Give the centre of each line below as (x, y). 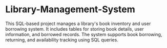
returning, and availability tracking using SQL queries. (62, 40)
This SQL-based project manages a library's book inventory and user (78, 23)
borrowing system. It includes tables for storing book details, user (75, 29)
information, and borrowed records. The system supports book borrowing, (84, 34)
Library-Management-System (70, 9)
